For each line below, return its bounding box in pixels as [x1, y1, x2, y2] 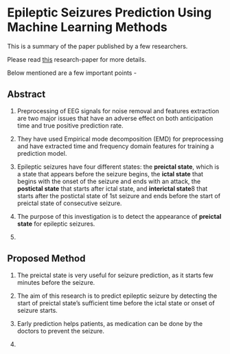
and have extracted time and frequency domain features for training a [16, 142, 214, 150]
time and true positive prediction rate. [16, 121, 124, 130]
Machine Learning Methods [7, 19, 168, 35]
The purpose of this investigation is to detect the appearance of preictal [16, 212, 222, 220]
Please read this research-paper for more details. [7, 55, 146, 63]
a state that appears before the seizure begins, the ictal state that [16, 169, 204, 178]
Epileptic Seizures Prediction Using [7, 5, 212, 21]
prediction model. [16, 149, 67, 157]
